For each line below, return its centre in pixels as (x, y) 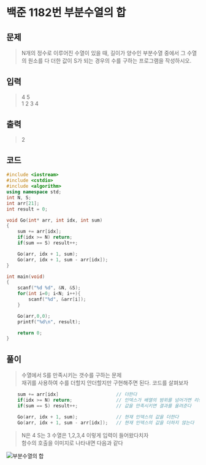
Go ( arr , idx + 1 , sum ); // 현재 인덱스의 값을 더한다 (98, 417)
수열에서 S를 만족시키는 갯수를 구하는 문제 (71, 375)
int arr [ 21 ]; (23, 203)
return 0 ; (30, 333)
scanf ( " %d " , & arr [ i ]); (57, 299)
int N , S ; (19, 198)
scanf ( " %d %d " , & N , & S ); (49, 288)
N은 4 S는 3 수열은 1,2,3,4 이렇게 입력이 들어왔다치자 (85, 435)
